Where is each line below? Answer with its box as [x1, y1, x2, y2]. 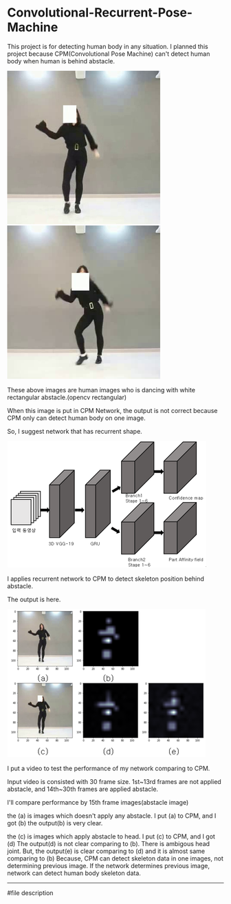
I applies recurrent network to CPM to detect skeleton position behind [7, 574, 205, 583]
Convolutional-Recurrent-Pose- [7, 5, 193, 21]
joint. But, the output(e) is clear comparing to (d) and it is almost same [7, 847, 206, 855]
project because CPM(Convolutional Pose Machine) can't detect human [7, 50, 210, 58]
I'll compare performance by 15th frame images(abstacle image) [7, 798, 189, 806]
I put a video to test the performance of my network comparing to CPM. [7, 764, 210, 772]
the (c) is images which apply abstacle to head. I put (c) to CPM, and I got [7, 832, 215, 841]
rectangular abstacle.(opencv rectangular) [7, 393, 127, 401]
